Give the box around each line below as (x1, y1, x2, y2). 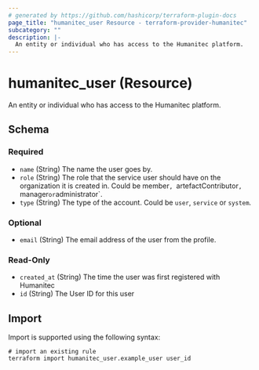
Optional (8, 217, 42, 228)
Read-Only (8, 254, 51, 265)
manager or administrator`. (19, 189, 103, 198)
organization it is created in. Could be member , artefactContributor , (19, 181, 243, 190)
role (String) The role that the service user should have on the (19, 172, 221, 182)
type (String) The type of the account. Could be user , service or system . (19, 198, 252, 207)
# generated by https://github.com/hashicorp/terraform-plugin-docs (8, 11, 237, 20)
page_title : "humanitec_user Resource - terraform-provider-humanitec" (8, 19, 247, 27)
